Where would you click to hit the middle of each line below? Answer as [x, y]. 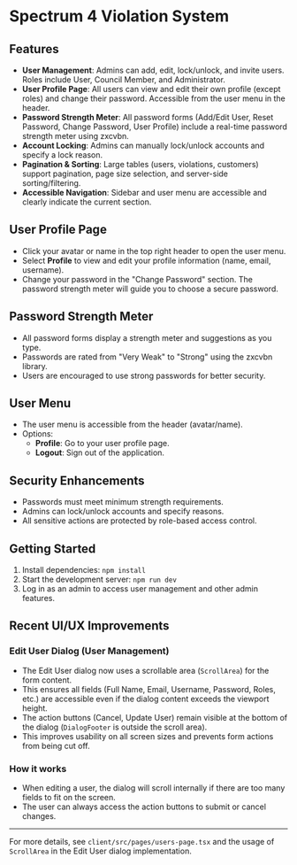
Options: [38, 434]
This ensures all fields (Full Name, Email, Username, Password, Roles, [148, 689]
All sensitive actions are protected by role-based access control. [139, 521]
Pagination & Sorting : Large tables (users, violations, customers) [140, 164]
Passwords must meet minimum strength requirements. [122, 502]
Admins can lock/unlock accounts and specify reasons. [123, 512]
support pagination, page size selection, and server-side [125, 174]
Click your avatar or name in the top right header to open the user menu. [154, 251]
